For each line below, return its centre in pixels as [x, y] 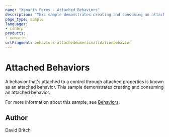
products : [16, 33]
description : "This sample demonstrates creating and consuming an [77, 15]
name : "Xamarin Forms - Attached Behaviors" [53, 10]
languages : [17, 24]
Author [16, 118]
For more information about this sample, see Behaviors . [63, 102]
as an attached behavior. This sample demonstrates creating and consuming [84, 87]
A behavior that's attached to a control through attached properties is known [84, 82]
